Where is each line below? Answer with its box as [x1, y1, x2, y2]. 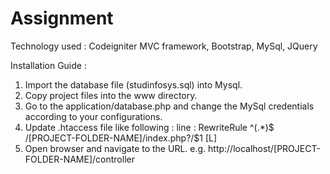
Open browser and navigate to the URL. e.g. [24, 142, 207, 154]
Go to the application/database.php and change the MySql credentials [24, 100, 315, 112]
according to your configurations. [24, 110, 163, 122]
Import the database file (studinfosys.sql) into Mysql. [24, 78, 243, 91]
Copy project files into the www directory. [24, 89, 198, 101]
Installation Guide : [10, 59, 87, 71]
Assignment [10, 7, 114, 30]
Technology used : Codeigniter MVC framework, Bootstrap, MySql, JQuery [10, 40, 318, 52]
